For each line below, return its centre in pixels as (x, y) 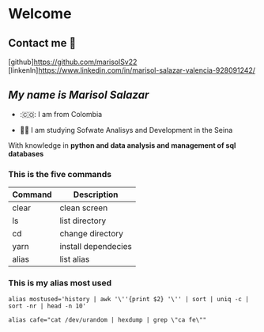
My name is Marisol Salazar (79, 95)
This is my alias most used (60, 283)
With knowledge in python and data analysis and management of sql (122, 145)
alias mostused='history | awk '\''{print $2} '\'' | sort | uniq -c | (128, 300)
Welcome (40, 14)
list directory (83, 221)
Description (96, 194)
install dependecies (96, 247)
